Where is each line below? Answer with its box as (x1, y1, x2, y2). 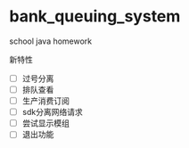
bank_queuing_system (9, 6, 181, 27)
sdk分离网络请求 (21, 107, 83, 118)
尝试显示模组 (21, 118, 70, 128)
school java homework (9, 36, 93, 46)
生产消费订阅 (21, 95, 70, 106)
